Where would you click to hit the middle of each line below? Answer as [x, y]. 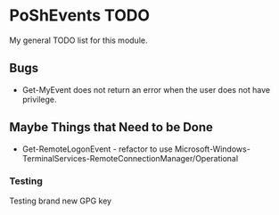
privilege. [39, 99]
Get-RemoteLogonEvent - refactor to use [97, 149]
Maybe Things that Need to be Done [111, 127]
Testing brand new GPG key [61, 201]
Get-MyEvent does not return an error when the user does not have [146, 89]
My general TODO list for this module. [78, 40]
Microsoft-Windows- [213, 149]
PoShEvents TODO [79, 16]
